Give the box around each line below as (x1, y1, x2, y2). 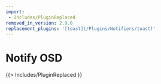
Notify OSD (5, 52, 63, 65)
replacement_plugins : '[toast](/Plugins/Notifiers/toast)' (5, 25, 156, 32)
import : (5, 8, 25, 15)
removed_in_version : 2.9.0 (5, 20, 73, 26)
